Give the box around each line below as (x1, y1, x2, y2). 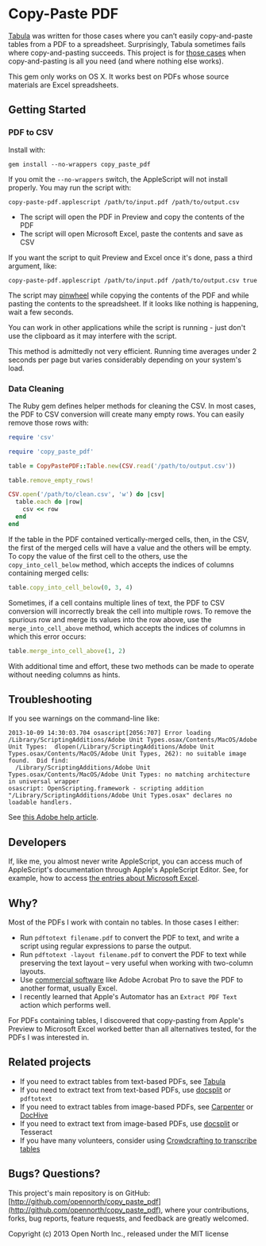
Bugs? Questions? (8, 1167, 101, 1181)
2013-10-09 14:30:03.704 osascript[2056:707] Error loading (8, 729, 212, 737)
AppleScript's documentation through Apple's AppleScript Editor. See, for (8, 865, 249, 875)
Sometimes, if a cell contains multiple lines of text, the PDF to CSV (8, 598, 225, 607)
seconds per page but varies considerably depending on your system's (8, 355, 242, 364)
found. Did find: (8, 757, 69, 765)
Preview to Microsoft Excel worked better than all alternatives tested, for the (8, 1024, 256, 1033)
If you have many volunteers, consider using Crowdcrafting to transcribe (19, 1136, 257, 1145)
